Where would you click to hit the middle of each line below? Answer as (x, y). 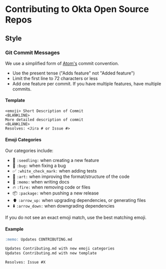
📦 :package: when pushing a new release (56, 193)
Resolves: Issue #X (25, 262)
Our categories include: (29, 150)
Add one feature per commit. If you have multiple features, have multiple (87, 83)
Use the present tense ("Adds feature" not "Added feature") (74, 73)
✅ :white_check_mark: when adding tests (55, 171)
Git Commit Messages (32, 52)
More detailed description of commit (44, 120)
